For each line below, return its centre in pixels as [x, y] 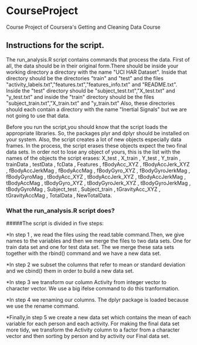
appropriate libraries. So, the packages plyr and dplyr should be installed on [98, 133]
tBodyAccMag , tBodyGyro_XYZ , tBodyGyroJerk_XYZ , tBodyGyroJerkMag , [98, 183]
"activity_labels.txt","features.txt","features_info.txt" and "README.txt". [92, 84]
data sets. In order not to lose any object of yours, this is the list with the [93, 152]
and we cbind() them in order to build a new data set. [70, 271]
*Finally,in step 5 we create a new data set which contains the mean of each [98, 317]
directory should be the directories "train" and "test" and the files [85, 78]
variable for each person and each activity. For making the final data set [93, 324]
